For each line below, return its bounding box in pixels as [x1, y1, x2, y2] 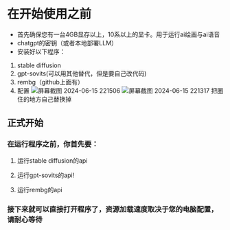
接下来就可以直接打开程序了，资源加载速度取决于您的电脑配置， [7, 204, 218, 214]
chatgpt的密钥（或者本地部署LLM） [16, 38, 118, 47]
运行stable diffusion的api [16, 156, 88, 165]
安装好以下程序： [16, 47, 66, 56]
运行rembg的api [16, 185, 63, 194]
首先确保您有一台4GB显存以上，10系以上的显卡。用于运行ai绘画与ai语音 [16, 30, 220, 38]
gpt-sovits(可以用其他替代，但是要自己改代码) [16, 69, 147, 78]
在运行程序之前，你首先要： [7, 139, 99, 149]
